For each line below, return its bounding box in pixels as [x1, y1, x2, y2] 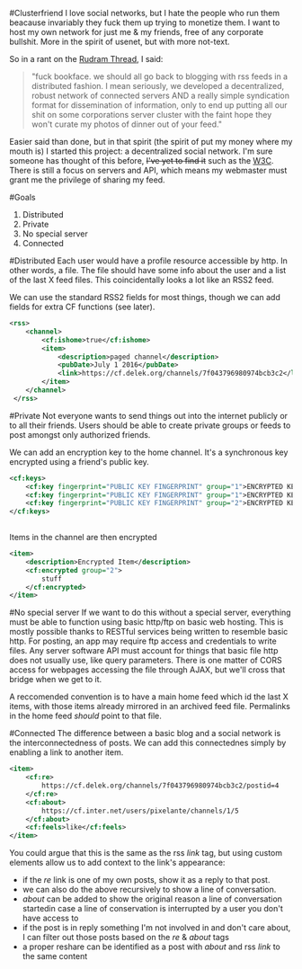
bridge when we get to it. [9, 674, 102, 685]
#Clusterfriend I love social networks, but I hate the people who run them [9, 8, 280, 18]
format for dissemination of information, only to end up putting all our [31, 100, 288, 111]
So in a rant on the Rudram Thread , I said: [9, 54, 164, 64]
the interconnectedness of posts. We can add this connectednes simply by [9, 737, 287, 749]
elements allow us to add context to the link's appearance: [9, 858, 226, 868]
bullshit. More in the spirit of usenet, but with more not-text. [9, 36, 231, 47]
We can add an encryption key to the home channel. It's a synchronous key [9, 447, 289, 458]
